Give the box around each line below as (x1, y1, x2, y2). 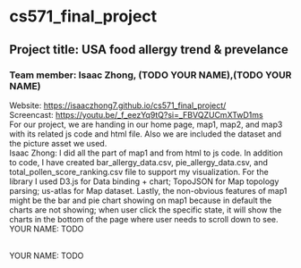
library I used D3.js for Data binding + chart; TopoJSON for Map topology (9, 176, 279, 187)
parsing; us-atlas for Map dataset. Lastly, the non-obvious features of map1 (9, 185, 288, 196)
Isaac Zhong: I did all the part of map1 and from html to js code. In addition (9, 147, 284, 158)
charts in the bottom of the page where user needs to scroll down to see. (9, 214, 279, 224)
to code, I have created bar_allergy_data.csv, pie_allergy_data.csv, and (9, 156, 269, 167)
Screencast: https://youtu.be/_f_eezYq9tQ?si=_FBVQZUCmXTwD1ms (9, 109, 263, 120)
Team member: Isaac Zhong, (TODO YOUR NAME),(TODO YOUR (9, 69, 292, 81)
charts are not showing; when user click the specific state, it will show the (9, 204, 282, 215)
